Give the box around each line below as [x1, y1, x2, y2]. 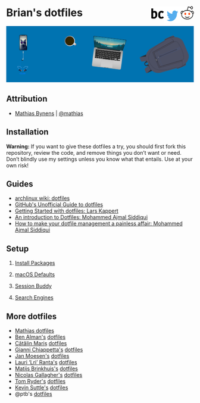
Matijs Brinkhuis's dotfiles [14, 365, 79, 372]
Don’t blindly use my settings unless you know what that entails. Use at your [6, 155, 193, 163]
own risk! [6, 161, 29, 169]
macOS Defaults [14, 271, 55, 278]
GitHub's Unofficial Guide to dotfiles [14, 201, 103, 208]
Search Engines [14, 294, 54, 301]
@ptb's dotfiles [14, 390, 52, 398]
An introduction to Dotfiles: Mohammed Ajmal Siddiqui [14, 214, 148, 221]
